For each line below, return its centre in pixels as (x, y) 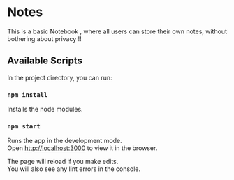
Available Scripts (45, 61)
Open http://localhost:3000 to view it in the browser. (82, 148)
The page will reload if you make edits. (63, 162)
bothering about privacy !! (44, 38)
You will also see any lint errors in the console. (74, 169)
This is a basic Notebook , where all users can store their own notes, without (117, 31)
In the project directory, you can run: (60, 77)
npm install (28, 95)
